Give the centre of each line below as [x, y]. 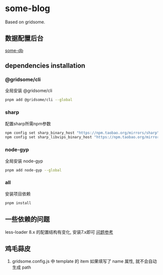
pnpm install [18, 203]
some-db [14, 50]
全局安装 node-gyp [24, 161]
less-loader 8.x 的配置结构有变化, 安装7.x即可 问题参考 [59, 232]
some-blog [28, 9]
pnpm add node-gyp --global [33, 170]
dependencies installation [45, 66]
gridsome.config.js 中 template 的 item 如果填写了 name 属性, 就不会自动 [84, 261]
